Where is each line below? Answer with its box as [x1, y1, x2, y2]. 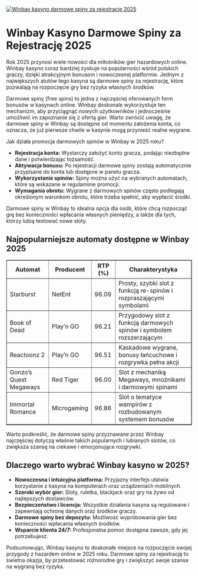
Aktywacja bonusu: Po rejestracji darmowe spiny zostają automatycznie [14, 161, 192, 169]
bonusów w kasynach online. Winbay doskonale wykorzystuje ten [6, 101, 166, 108]
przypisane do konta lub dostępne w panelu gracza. [14, 168, 141, 175]
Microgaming [52, 404, 88, 412]
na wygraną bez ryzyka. [6, 562, 65, 570]
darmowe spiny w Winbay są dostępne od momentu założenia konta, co [6, 120, 181, 127]
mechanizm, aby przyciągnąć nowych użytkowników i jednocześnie [6, 107, 171, 115]
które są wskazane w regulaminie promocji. [14, 180, 120, 187]
